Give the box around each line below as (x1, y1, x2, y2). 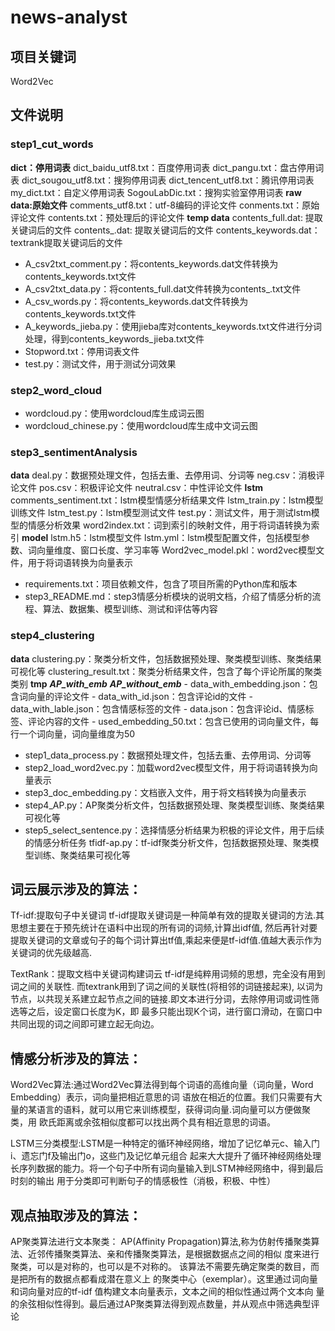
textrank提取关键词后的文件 (10, 236, 123, 248)
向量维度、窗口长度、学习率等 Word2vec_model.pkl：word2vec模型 (36, 544, 317, 556)
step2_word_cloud (10, 383, 103, 397)
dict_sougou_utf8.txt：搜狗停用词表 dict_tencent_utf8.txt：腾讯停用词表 (21, 174, 315, 186)
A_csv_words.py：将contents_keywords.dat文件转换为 (24, 295, 249, 307)
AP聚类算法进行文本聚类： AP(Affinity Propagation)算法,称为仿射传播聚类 (10, 1236, 312, 1248)
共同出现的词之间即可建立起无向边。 (10, 1018, 160, 1030)
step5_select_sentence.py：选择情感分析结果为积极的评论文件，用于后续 (24, 824, 325, 836)
